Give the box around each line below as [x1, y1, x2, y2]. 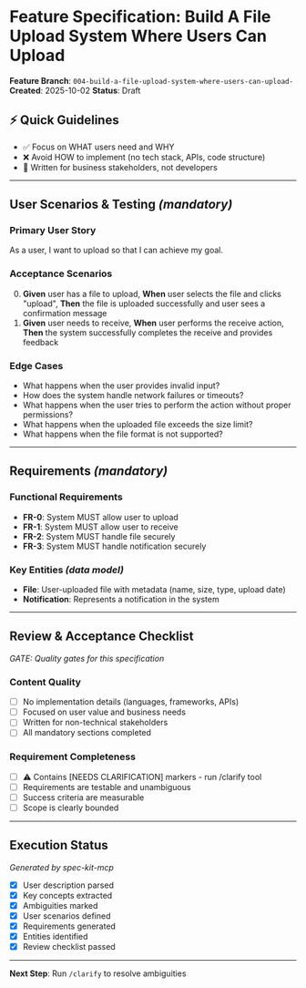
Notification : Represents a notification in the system [22, 594, 220, 605]
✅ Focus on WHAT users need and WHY [22, 141, 175, 152]
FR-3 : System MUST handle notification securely [22, 540, 207, 551]
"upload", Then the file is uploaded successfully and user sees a [22, 298, 266, 309]
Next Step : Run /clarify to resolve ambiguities [9, 968, 187, 979]
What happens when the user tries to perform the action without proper [22, 399, 291, 411]
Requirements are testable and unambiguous [22, 781, 191, 792]
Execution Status [9, 838, 109, 853]
